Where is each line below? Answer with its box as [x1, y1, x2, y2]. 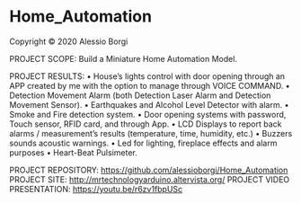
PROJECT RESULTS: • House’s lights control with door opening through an [9, 70, 286, 82]
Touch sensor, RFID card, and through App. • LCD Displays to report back [9, 119, 282, 129]
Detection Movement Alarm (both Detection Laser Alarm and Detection [9, 90, 271, 101]
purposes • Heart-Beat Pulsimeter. [9, 146, 137, 158]
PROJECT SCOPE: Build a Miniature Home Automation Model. [9, 53, 238, 64]
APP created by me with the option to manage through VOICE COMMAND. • [9, 80, 290, 91]
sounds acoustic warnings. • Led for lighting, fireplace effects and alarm [9, 137, 278, 148]
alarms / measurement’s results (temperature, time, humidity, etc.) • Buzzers [9, 128, 293, 138]
